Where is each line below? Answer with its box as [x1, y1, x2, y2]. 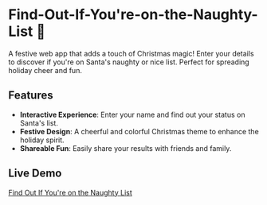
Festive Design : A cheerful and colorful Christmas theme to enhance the [19, 126, 259, 136]
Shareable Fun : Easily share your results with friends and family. [19, 143, 232, 153]
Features [8, 89, 53, 102]
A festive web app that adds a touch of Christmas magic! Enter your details [8, 48, 254, 58]
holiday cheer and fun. [8, 65, 82, 75]
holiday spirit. [19, 135, 65, 145]
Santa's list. [19, 118, 58, 128]
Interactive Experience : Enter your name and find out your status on [19, 110, 245, 119]
